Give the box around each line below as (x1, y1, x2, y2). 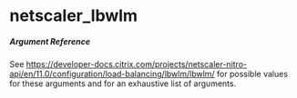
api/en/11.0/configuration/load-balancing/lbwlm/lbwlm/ (9, 69, 216, 80)
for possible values (217, 69, 289, 80)
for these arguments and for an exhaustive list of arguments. (9, 78, 237, 89)
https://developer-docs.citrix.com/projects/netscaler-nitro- (26, 59, 248, 70)
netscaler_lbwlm (9, 5, 138, 26)
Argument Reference (9, 35, 91, 46)
